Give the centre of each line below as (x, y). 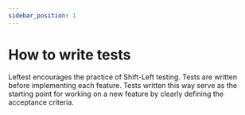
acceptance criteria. (41, 102)
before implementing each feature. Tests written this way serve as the (122, 85)
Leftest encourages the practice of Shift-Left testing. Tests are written (123, 77)
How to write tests (70, 54)
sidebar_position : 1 (43, 15)
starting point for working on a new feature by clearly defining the (116, 94)
